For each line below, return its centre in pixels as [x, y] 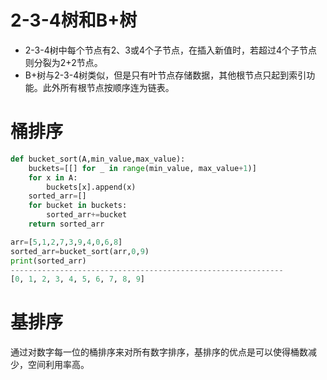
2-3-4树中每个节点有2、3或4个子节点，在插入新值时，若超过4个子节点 [171, 50]
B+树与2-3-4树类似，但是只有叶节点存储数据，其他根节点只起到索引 [165, 75]
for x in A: [53, 177]
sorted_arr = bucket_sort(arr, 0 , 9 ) [80, 251]
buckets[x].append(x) [91, 187]
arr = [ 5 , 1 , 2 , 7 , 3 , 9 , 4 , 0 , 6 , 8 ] [66, 242]
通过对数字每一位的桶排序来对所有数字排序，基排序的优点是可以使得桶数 [159, 352]
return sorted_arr [66, 224]
